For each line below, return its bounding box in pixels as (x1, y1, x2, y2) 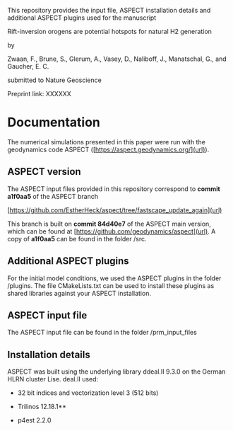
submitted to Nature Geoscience (7, 76, 102, 84)
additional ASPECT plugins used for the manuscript (7, 13, 157, 22)
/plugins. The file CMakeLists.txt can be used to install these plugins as (7, 281, 215, 289)
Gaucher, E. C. (7, 62, 49, 70)
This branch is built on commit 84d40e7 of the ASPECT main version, (7, 219, 212, 228)
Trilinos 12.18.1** (17, 403, 67, 411)
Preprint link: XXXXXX (7, 90, 72, 98)
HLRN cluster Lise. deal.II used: (7, 375, 99, 384)
